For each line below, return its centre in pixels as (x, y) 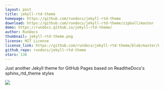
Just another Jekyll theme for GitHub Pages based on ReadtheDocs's (75, 68)
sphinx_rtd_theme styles (30, 74)
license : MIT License (27, 41)
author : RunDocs (21, 32)
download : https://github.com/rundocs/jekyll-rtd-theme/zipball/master (79, 23)
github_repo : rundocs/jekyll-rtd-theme (46, 50)
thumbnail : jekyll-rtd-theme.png (39, 37)
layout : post (18, 9)
